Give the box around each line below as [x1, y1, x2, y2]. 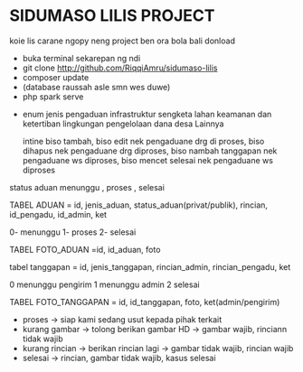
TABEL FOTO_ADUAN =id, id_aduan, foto [9, 244, 161, 255]
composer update [22, 71, 90, 82]
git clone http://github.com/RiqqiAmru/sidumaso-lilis [22, 62, 218, 73]
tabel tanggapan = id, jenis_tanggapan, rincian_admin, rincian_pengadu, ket [9, 261, 291, 272]
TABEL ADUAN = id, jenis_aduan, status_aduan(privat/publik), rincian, [9, 200, 269, 210]
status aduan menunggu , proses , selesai [9, 181, 166, 192]
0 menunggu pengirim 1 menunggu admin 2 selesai [9, 279, 201, 290]
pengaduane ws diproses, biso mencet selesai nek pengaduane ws [22, 154, 274, 165]
